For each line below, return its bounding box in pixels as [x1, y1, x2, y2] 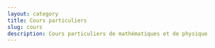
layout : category [7, 10, 59, 18]
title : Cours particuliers [7, 17, 87, 24]
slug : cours [7, 23, 43, 30]
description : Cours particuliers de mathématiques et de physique [7, 30, 208, 37]
